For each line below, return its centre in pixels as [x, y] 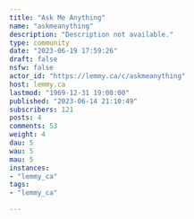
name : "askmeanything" [51, 26]
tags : [19, 185]
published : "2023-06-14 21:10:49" [74, 101]
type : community [39, 43]
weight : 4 [28, 135]
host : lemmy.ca [38, 84]
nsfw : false [31, 68]
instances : [30, 168]
